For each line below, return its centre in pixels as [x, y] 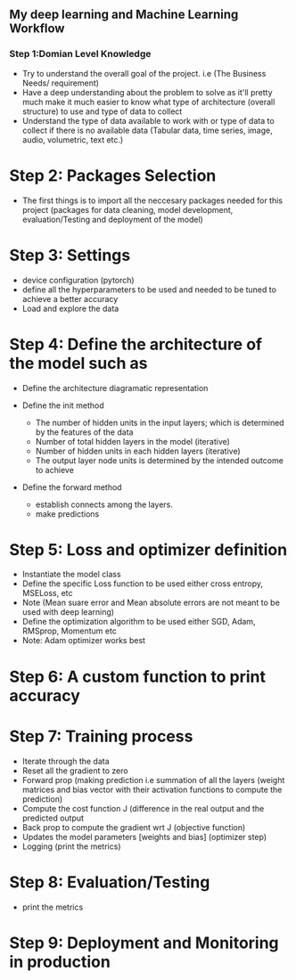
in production [60, 962]
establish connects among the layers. [104, 504]
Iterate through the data [66, 761]
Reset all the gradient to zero [75, 771]
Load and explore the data [70, 308]
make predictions [67, 514]
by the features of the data [84, 432]
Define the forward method [72, 487]
